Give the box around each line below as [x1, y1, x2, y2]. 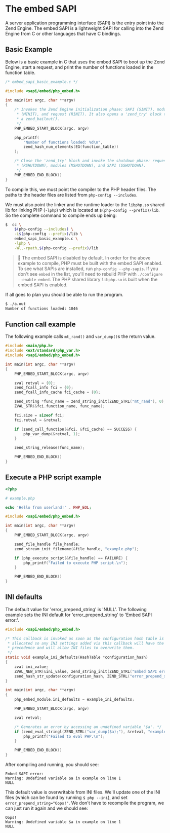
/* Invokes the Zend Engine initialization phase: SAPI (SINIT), [14, 107, 155, 112]
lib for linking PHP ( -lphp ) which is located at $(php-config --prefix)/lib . [5, 207, 160, 213]
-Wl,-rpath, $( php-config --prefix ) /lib [14, 245, 99, 251]
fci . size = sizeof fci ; [14, 412, 65, 418]
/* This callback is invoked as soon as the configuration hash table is [5, 636, 164, 641]
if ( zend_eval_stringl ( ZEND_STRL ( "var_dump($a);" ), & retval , [14, 729, 146, 734]
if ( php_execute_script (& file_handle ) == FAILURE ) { [14, 555, 128, 560]
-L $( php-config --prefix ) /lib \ [14, 232, 82, 237]
